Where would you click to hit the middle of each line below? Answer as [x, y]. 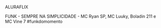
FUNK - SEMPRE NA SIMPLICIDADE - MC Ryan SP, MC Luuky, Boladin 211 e [80, 16]
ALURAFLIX [17, 7]
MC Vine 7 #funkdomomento [34, 21]
